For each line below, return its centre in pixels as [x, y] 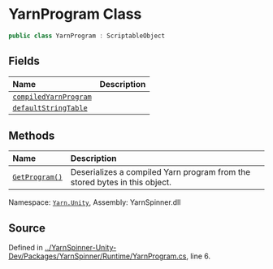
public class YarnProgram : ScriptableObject [87, 36]
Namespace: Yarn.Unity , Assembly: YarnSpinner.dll [95, 202]
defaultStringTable [50, 108]
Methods [32, 136]
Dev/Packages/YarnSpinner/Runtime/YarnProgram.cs [97, 256]
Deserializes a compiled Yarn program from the [160, 172]
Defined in [26, 248]
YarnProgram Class [75, 14]
